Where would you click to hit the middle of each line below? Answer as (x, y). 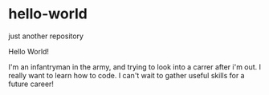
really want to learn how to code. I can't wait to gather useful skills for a (126, 75)
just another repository (46, 36)
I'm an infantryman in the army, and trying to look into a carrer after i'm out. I (135, 67)
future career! (31, 84)
